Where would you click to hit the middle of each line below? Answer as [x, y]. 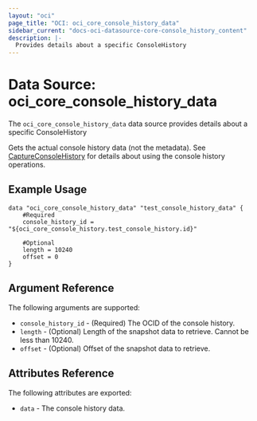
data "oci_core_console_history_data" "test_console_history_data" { [126, 208]
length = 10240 [48, 250]
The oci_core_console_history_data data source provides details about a [128, 124]
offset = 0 [41, 257]
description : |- [35, 38]
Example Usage [48, 189]
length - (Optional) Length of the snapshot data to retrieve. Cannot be [134, 331]
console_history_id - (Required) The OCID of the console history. [127, 323]
